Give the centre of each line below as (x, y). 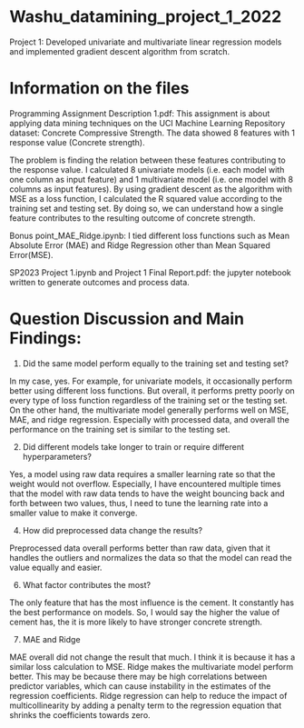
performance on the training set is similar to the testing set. (120, 429)
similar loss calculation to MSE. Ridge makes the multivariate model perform (152, 666)
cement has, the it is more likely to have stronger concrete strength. (136, 622)
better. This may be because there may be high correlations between (138, 676)
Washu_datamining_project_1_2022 (146, 17)
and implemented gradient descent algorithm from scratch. (120, 51)
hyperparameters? (57, 456)
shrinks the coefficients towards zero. (80, 714)
